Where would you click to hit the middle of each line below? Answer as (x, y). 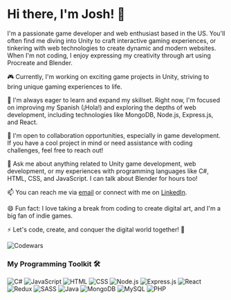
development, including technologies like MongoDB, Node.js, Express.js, (110, 114)
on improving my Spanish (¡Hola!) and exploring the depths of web (102, 107)
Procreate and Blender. (40, 62)
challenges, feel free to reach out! (55, 150)
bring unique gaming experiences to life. (65, 87)
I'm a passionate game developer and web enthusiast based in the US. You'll (116, 33)
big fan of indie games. (40, 215)
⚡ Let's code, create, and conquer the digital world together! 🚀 (96, 229)
